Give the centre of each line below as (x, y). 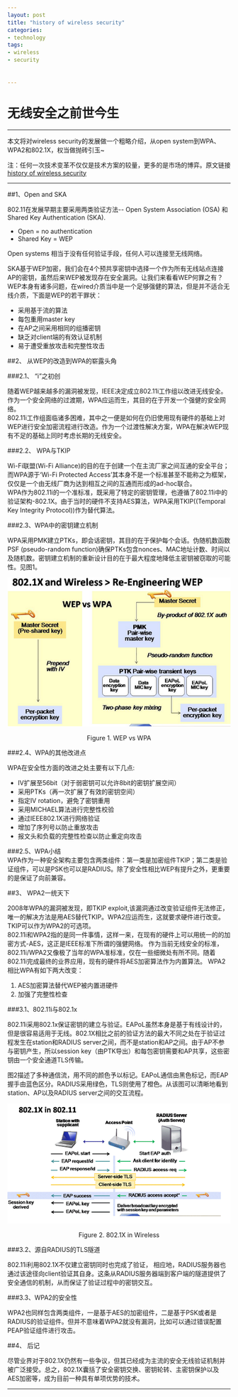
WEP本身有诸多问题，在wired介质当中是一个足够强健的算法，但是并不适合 (115, 286)
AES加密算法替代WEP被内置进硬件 (68, 985)
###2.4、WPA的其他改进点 (47, 753)
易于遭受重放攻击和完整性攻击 (61, 345)
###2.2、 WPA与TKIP (39, 451)
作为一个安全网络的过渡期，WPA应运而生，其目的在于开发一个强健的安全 (114, 400)
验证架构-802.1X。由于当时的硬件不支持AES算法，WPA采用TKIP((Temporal (117, 501)
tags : (15, 45)
